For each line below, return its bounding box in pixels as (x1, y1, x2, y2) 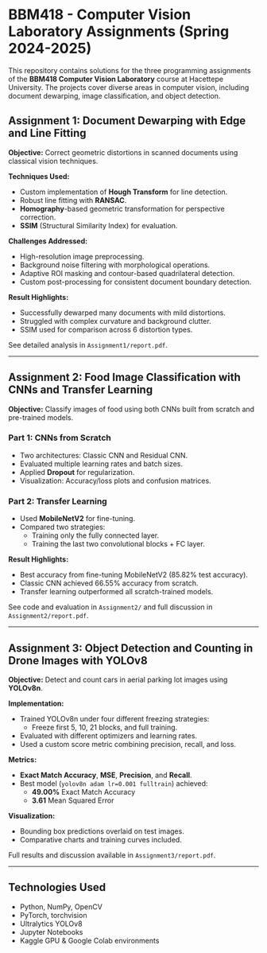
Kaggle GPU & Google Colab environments (19, 935, 160, 945)
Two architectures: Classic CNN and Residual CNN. (19, 450, 188, 460)
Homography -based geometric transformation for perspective (19, 204, 225, 213)
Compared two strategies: (19, 523, 106, 532)
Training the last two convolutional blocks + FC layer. (31, 539, 205, 549)
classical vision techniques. (8, 156, 99, 165)
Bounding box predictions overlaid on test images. (19, 826, 184, 836)
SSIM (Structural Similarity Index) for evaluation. (19, 220, 178, 230)
